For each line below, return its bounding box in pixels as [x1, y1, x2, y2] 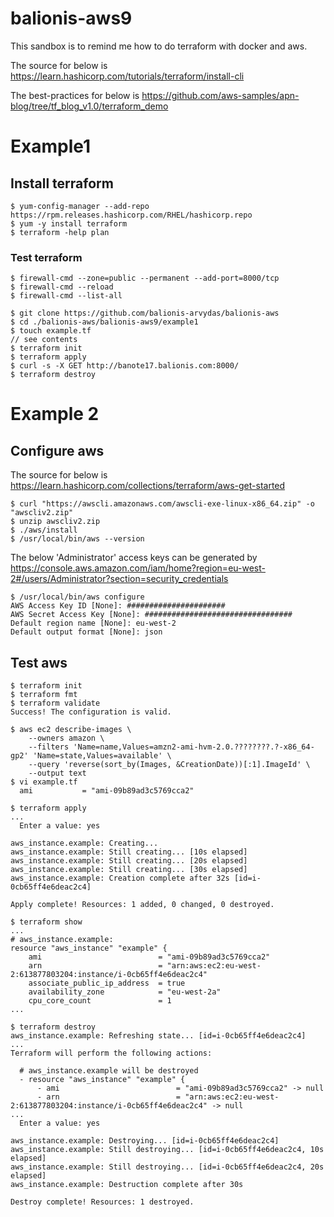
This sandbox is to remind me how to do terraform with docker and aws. [10, 40, 308, 52]
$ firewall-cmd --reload [10, 282, 114, 292]
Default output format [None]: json [10, 627, 163, 637]
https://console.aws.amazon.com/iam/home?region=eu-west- [10, 562, 266, 574]
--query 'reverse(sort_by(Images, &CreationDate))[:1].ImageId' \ [28, 760, 311, 770]
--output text [28, 768, 87, 779]
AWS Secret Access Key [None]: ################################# [10, 610, 293, 620]
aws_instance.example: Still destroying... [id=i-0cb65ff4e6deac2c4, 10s [10, 1145, 325, 1155]
